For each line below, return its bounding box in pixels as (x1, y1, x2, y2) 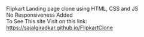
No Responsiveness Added (6, 11, 73, 18)
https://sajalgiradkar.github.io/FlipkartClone (6, 24, 114, 31)
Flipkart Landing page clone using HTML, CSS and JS (6, 5, 139, 12)
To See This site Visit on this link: (6, 18, 88, 24)
